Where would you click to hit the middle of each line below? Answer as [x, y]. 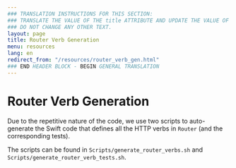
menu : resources [31, 47]
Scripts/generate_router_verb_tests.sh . [67, 157]
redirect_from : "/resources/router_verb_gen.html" [83, 60]
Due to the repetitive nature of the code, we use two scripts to [98, 121]
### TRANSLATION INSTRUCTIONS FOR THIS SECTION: [80, 14]
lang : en [20, 54]
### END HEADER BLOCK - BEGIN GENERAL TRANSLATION [83, 66]
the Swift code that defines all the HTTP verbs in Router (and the [129, 128]
